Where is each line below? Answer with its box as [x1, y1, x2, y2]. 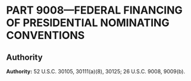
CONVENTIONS [6, 29, 85, 42]
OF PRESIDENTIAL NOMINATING [6, 16, 170, 30]
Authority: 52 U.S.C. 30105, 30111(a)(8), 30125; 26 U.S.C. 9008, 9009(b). [6, 68, 186, 74]
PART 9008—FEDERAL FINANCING [6, 4, 183, 17]
